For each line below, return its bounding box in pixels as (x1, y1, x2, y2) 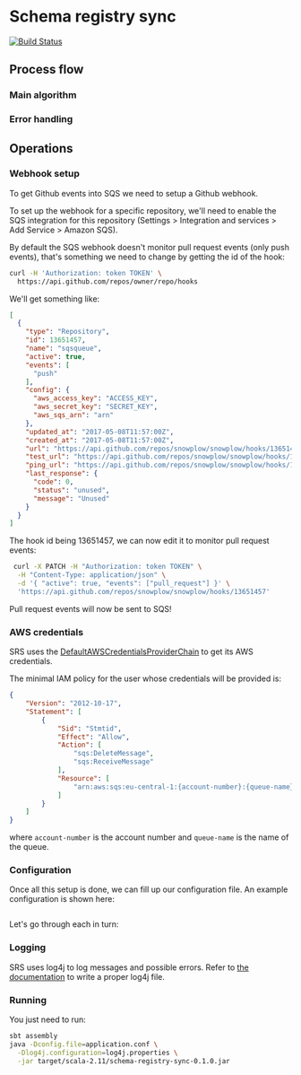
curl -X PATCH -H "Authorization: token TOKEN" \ (13, 563, 202, 572)
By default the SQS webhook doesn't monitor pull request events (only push (9, 241, 289, 252)
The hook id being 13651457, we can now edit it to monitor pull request (9, 536, 271, 546)
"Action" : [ (56, 740, 102, 750)
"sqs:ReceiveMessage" (73, 757, 154, 766)
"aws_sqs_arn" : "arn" (32, 411, 115, 420)
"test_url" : (25, 452, 70, 461)
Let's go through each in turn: (9, 919, 119, 930)
